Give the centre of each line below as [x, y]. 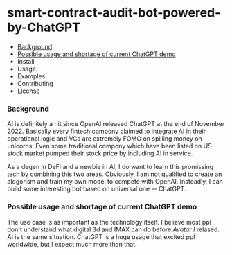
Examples [31, 76]
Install [26, 61]
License [28, 91]
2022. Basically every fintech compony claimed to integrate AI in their [107, 131]
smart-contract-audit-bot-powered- [114, 13]
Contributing [35, 83]
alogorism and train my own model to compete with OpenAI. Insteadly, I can [115, 182]
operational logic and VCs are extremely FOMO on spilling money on [105, 139]
